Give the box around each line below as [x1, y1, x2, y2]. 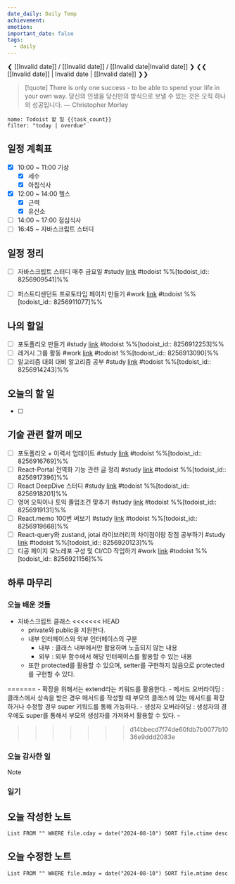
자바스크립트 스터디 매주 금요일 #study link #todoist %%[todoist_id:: [17, 267, 210, 276]
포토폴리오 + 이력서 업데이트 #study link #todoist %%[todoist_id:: [17, 448, 203, 457]
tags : [7, 37, 23, 44]
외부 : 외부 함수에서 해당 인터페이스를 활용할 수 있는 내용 [38, 652, 192, 660]
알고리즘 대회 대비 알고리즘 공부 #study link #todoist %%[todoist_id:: [17, 358, 211, 366]
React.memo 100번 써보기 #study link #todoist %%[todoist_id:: [17, 514, 198, 523]
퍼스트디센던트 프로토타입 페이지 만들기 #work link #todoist [17, 290, 183, 298]
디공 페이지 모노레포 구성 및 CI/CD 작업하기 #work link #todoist [17, 547, 194, 555]
